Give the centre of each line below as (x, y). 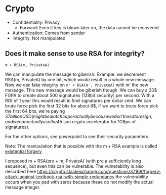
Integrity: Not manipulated (39, 38)
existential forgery (23, 151)
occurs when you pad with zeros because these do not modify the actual (80, 182)
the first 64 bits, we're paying (35, 111)
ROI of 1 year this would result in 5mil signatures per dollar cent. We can (78, 100)
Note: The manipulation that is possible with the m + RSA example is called (81, 146)
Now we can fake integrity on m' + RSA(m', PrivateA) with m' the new (77, 85)
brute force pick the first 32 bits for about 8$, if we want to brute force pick (82, 106)
